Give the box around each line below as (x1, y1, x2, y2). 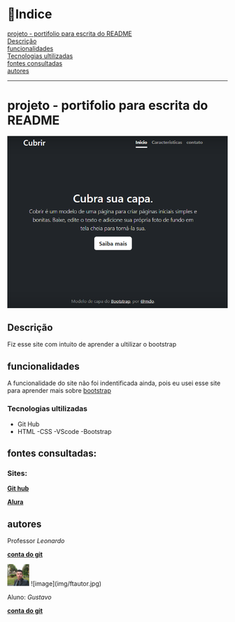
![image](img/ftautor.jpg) (30, 579, 102, 588)
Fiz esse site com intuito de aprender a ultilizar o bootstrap (7, 340, 177, 349)
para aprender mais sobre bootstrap (7, 386, 112, 395)
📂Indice (7, 6, 52, 22)
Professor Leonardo (7, 537, 65, 544)
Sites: (7, 468, 28, 478)
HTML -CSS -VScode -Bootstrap (17, 427, 112, 435)
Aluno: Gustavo (7, 593, 52, 601)
